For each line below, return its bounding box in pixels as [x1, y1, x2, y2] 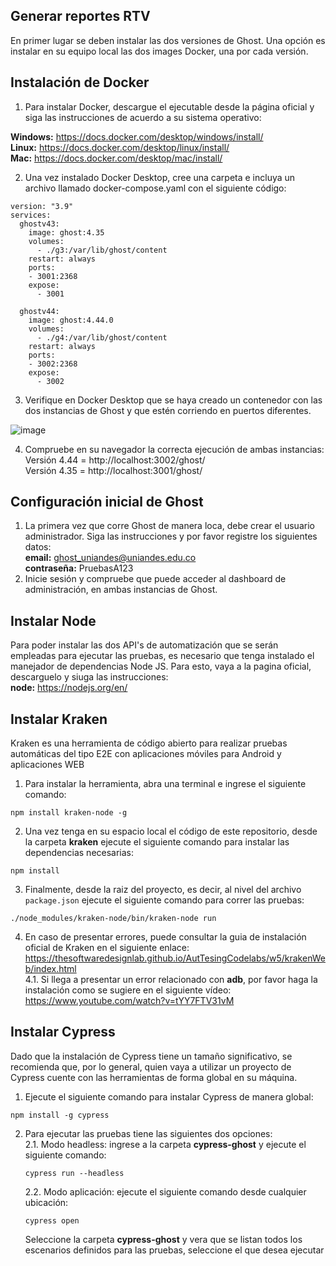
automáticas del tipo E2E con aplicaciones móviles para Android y [10, 748, 282, 760]
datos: [24, 541, 52, 553]
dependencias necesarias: [24, 847, 135, 859]
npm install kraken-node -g [10, 808, 128, 818]
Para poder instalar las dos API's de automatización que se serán [10, 639, 279, 651]
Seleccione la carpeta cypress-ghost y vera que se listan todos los [24, 1233, 303, 1245]
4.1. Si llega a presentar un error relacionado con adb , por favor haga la [24, 974, 318, 986]
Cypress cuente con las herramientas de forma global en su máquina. [10, 1071, 298, 1083]
